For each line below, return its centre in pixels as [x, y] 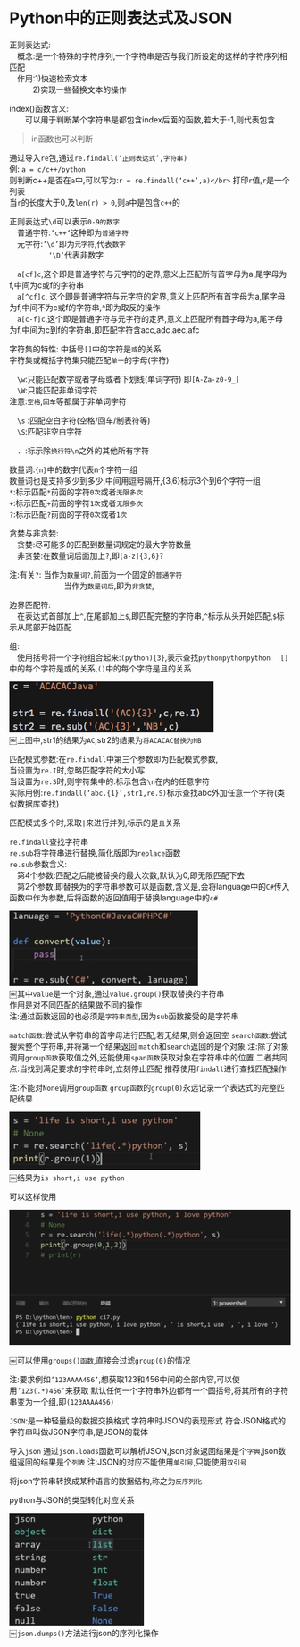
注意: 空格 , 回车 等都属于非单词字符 [68, 401]
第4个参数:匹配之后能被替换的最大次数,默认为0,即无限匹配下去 [131, 875]
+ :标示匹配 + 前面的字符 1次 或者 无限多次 [76, 503]
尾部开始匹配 [48, 627]
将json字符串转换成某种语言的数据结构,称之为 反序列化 [106, 1481]
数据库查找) [38, 803]
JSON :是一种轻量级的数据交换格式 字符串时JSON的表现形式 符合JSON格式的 [148, 1420]
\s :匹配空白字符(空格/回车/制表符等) [84, 420]
